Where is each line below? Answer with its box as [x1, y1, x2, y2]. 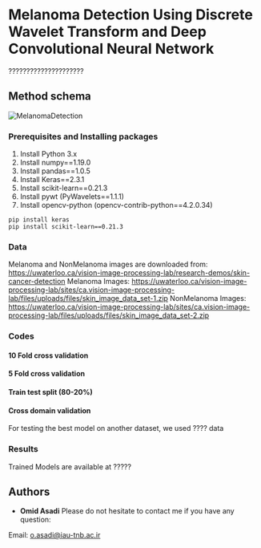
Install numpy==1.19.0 [19, 158, 91, 168]
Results [8, 444, 38, 455]
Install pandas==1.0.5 [19, 166, 90, 176]
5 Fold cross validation [8, 369, 86, 379]
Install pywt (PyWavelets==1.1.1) [19, 192, 124, 201]
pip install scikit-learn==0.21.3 [8, 223, 124, 231]
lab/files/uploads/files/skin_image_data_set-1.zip [8, 294, 168, 303]
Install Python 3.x [19, 149, 78, 159]
